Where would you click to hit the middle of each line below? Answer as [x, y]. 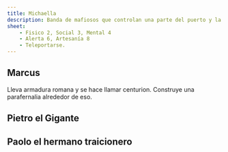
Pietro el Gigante [43, 118]
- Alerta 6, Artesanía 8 [55, 39]
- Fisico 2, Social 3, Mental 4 [65, 33]
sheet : [16, 26]
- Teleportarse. [43, 45]
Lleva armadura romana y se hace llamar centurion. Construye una [101, 89]
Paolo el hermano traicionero [70, 141]
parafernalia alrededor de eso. [49, 97]
